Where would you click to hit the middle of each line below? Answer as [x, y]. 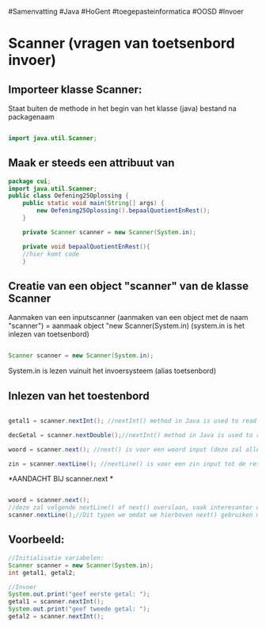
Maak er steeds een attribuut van [91, 163]
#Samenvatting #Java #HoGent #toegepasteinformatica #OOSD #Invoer [126, 11]
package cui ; [30, 181]
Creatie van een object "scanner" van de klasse [129, 285]
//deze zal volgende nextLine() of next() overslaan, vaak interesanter [131, 508]
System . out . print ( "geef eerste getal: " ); [79, 594]
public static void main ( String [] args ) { [93, 204]
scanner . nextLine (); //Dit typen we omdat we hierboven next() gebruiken [131, 515]
